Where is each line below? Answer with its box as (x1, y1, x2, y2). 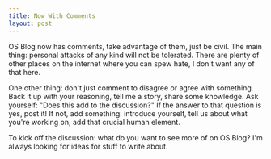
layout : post (8, 19, 53, 27)
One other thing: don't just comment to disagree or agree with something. (8, 82, 254, 93)
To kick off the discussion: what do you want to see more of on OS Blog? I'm (8, 132, 263, 142)
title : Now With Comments (8, 11, 95, 20)
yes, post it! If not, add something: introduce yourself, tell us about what (8, 108, 248, 118)
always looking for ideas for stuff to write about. (8, 141, 168, 151)
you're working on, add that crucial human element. (8, 117, 180, 127)
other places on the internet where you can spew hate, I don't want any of (8, 58, 255, 69)
